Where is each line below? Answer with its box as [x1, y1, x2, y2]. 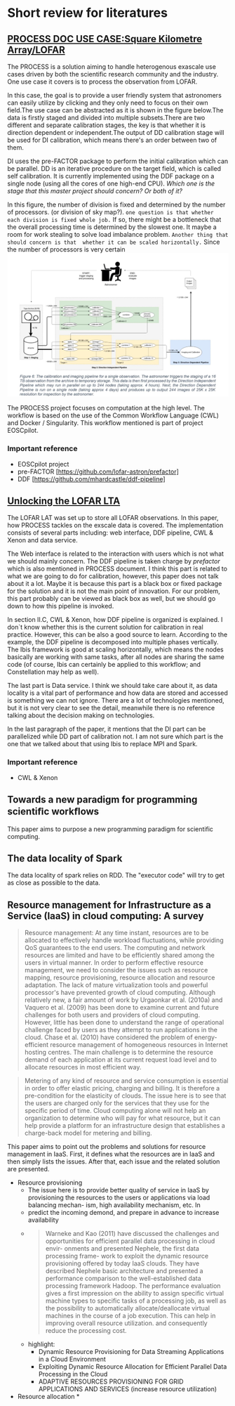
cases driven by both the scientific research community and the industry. [7, 70, 219, 78]
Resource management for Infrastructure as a [7, 899, 212, 911]
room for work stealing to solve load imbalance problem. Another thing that [7, 230, 229, 238]
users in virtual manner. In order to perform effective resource [24, 958, 203, 967]
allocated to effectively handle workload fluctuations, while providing [24, 936, 224, 944]
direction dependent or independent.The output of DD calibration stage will [7, 129, 224, 136]
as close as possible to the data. [7, 878, 100, 887]
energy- [194, 1033, 217, 1041]
